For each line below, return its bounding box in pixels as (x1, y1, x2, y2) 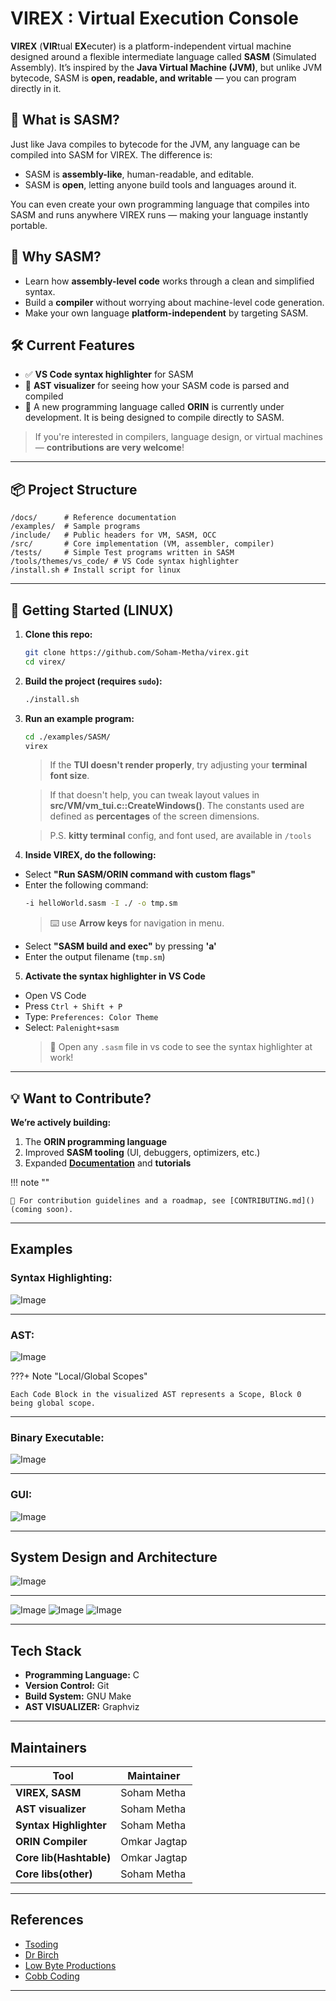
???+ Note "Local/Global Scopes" (10, 1370, 148, 1382)
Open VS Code (24, 990, 87, 1002)
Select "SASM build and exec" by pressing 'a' (24, 940, 217, 952)
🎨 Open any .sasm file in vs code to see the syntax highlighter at (49, 1041, 313, 1053)
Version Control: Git (24, 1680, 110, 1692)
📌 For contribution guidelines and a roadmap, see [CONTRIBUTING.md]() (10, 1196, 315, 1206)
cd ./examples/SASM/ (24, 732, 111, 742)
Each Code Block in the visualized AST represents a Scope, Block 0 (10, 1390, 302, 1400)
